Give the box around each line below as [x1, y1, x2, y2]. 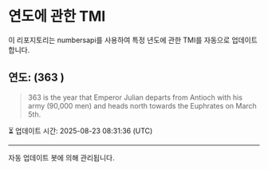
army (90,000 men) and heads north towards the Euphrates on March [27, 101, 257, 110]
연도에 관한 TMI [8, 7, 106, 26]
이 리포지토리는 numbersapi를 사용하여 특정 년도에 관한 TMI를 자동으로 [8, 35, 231, 45]
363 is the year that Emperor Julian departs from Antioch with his [27, 93, 243, 102]
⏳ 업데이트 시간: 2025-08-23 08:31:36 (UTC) [8, 125, 153, 136]
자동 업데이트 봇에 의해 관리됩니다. [8, 152, 115, 162]
